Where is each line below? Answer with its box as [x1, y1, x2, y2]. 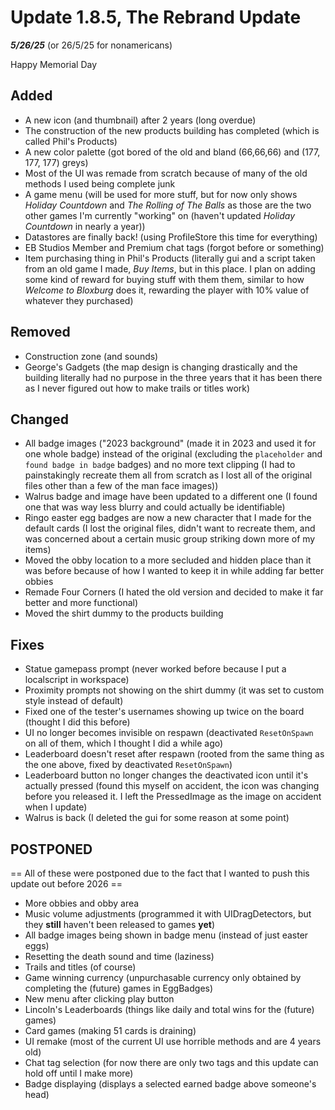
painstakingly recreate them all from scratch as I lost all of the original [24, 469, 313, 481]
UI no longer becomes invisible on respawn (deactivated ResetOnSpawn [24, 727, 314, 739]
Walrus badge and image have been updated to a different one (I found [24, 491, 318, 503]
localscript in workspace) [24, 674, 130, 686]
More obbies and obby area [24, 897, 140, 909]
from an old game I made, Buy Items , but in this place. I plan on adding [24, 262, 316, 275]
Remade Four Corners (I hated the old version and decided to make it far [24, 586, 324, 598]
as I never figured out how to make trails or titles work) [24, 382, 251, 394]
